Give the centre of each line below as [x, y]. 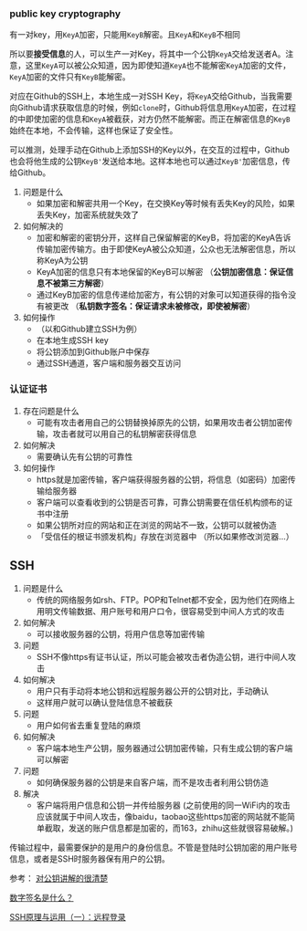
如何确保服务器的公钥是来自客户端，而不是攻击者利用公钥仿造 [153, 782]
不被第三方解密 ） [77, 283]
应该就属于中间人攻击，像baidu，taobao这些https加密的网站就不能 [162, 817]
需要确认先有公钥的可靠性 [85, 456]
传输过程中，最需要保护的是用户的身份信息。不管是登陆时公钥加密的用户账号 [153, 848]
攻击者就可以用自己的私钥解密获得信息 [125, 434]
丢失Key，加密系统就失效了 [88, 215]
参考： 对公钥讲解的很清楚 [58, 878]
